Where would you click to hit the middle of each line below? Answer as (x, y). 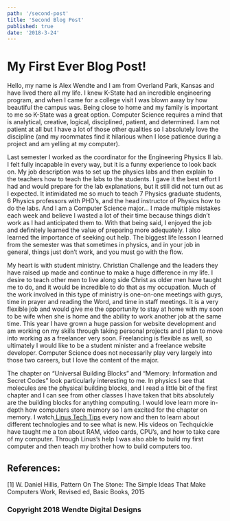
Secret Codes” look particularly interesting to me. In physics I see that (106, 381)
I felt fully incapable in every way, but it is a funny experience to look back (112, 165)
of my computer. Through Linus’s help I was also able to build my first (105, 439)
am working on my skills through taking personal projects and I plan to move (115, 331)
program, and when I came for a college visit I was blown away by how (107, 100)
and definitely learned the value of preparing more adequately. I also (104, 230)
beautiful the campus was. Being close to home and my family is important (113, 108)
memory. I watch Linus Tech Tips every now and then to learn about (103, 417)
